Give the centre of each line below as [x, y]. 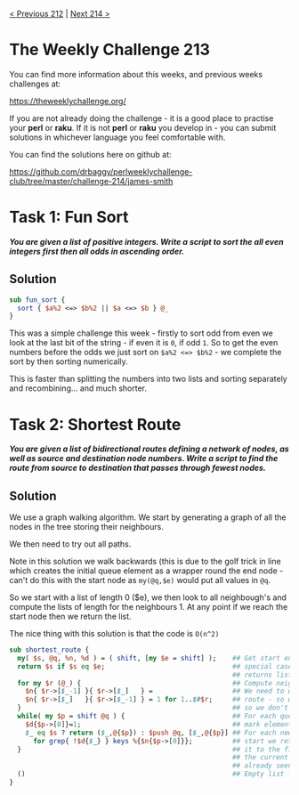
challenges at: [35, 84]
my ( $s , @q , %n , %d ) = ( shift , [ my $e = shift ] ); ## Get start [149, 658]
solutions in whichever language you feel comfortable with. [117, 137]
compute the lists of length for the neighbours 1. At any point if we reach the [149, 607]
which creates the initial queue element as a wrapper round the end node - [146, 571]
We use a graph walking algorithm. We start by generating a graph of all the [148, 517]
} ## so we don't [153, 708]
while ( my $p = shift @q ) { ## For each [147, 717]
